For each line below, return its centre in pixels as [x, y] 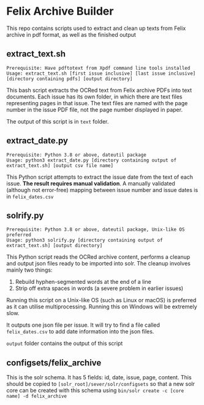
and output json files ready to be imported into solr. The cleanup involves [99, 264]
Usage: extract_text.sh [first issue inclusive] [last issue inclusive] [101, 73]
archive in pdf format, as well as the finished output [71, 34]
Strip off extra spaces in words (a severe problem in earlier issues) [99, 288]
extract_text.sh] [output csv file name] [60, 165]
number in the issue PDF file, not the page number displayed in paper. [94, 110]
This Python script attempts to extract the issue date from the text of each [100, 177]
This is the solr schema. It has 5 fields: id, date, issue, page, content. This [99, 377]
